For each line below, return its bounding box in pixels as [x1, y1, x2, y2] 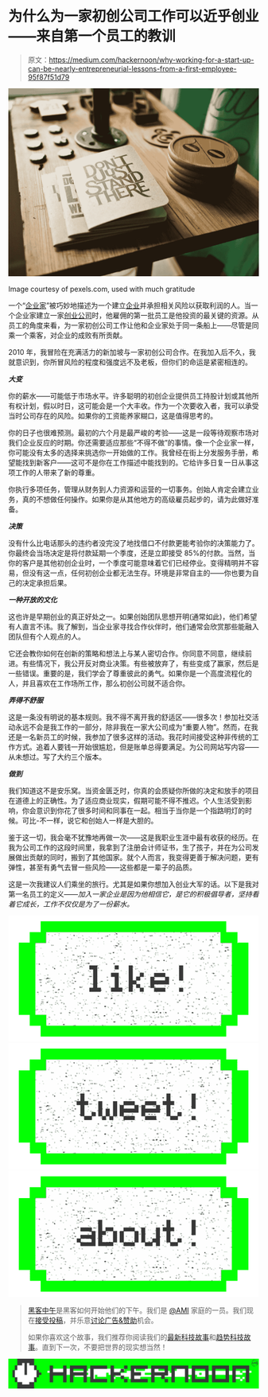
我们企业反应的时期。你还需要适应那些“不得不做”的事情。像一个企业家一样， [8, 438, 258, 447]
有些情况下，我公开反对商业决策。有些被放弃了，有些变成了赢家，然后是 [21, 658, 259, 668]
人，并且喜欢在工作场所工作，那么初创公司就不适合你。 [8, 678, 189, 688]
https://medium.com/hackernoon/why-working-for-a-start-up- [49, 55, 254, 64]
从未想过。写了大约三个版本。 [8, 752, 106, 761]
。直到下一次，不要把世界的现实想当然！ [34, 1342, 168, 1352]
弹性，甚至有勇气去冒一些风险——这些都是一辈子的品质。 [8, 862, 196, 872]
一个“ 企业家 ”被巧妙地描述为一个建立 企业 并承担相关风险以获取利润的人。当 [8, 300, 252, 310]
